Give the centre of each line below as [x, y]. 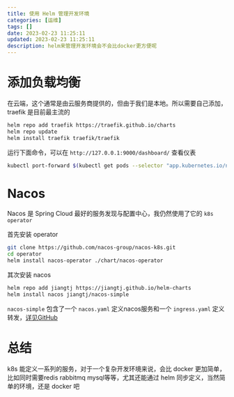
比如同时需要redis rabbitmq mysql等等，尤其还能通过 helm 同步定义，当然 [113, 377]
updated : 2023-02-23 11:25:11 [51, 40]
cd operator [24, 254]
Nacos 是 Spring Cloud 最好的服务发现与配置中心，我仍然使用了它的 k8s [110, 214]
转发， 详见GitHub [32, 317]
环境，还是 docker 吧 [49, 386]
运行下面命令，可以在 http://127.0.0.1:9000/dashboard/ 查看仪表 [102, 152]
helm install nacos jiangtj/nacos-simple [68, 294]
